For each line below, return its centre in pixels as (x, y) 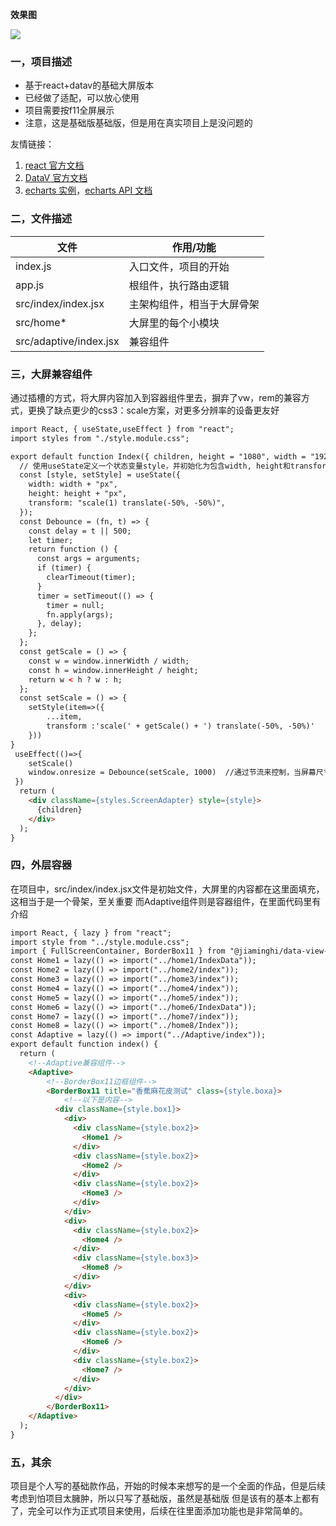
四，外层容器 (41, 865)
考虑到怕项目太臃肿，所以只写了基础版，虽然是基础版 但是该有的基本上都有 (165, 1499)
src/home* (41, 322)
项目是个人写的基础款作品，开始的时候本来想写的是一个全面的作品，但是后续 (168, 1486)
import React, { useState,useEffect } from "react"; (122, 429)
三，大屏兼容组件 (51, 374)
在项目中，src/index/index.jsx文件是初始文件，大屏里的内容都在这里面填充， (167, 889)
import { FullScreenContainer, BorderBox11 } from (118, 951)
